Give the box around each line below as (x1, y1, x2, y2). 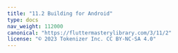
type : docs (7, 17, 39, 23)
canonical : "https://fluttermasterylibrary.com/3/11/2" (7, 29, 172, 36)
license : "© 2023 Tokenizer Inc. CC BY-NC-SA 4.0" (7, 36, 157, 43)
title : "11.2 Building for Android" (7, 10, 113, 17)
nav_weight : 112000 (7, 23, 64, 30)
